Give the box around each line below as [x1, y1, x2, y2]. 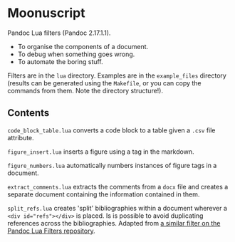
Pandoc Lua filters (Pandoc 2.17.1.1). [7, 28, 111, 37]
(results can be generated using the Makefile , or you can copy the [7, 78, 202, 87]
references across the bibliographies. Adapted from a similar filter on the [7, 219, 221, 227]
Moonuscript [7, 5, 85, 21]
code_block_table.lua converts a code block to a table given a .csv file [7, 126, 216, 135]
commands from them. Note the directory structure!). [7, 86, 164, 95]
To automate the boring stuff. [17, 57, 103, 65]
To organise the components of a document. [17, 42, 149, 51]
